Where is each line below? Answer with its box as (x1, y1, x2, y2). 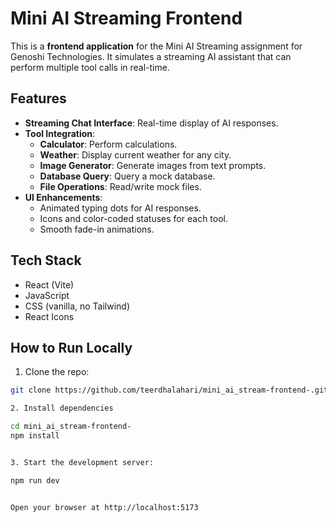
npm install (10, 431, 60, 441)
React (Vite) (24, 278, 75, 291)
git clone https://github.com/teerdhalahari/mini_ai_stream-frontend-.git (10, 385, 329, 396)
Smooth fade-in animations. (39, 223, 155, 235)
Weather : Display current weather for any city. (39, 148, 232, 161)
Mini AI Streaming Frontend (10, 7, 243, 30)
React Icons (24, 310, 75, 322)
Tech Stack (10, 252, 82, 269)
